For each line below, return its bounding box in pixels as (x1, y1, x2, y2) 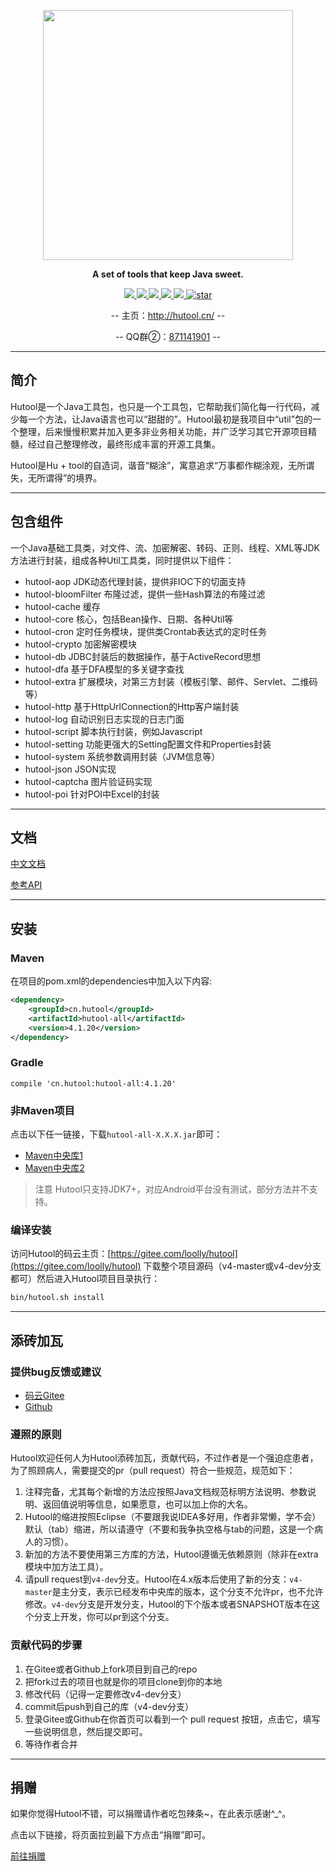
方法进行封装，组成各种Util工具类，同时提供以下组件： (10, 554, 235, 566)
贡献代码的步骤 (10, 1638, 83, 1652)
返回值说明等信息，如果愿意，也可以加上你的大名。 (42, 1498, 253, 1510)
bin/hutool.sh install (10, 1293, 105, 1303)
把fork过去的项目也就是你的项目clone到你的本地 (24, 1675, 223, 1687)
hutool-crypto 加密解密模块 (24, 638, 138, 650)
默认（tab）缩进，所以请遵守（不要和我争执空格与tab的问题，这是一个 (24, 1523, 315, 1535)
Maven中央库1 (24, 1150, 83, 1162)
